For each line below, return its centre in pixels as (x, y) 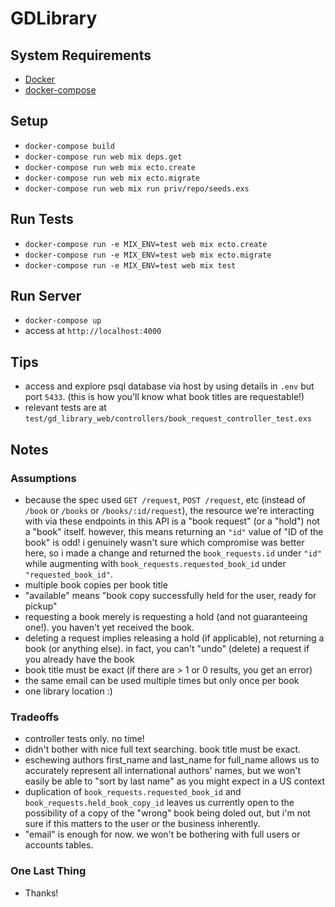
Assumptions (43, 478)
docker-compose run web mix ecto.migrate (112, 178)
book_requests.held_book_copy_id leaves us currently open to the (159, 803)
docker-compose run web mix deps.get (103, 157)
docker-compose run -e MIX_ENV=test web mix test (130, 265)
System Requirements (81, 55)
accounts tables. (59, 845)
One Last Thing (48, 871)
